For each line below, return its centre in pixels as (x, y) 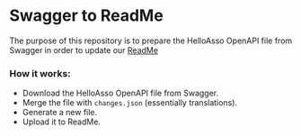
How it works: (40, 73)
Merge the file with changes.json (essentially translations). (130, 103)
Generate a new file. (60, 113)
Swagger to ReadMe (86, 16)
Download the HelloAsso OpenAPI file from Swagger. (120, 93)
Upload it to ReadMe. (62, 122)
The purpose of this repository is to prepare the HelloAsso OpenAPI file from (151, 41)
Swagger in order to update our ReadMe (84, 50)
